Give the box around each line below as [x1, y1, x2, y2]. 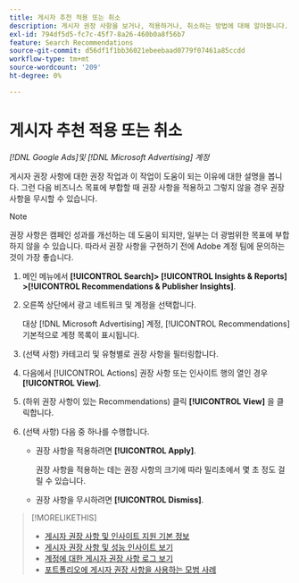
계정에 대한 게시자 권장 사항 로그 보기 [44, 553, 174, 563]
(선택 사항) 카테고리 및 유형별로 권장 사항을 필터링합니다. [21, 348, 219, 359]
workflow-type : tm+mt [9, 55, 90, 63]
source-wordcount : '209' [9, 63, 102, 72]
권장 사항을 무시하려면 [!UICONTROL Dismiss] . [35, 494, 204, 505]
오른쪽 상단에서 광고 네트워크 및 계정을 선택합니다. [21, 299, 196, 309]
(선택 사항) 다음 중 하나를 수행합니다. [21, 426, 150, 436]
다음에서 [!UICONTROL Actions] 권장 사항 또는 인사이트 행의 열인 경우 [21, 368, 269, 378]
